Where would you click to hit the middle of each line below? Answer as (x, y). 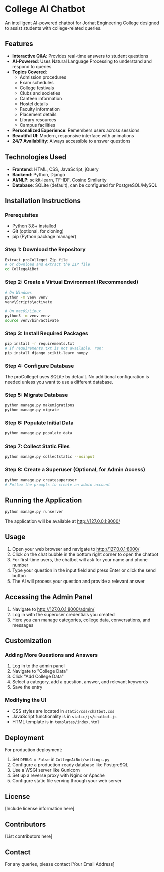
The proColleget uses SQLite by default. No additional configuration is (77, 376)
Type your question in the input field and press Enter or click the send (84, 570)
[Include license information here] (40, 809)
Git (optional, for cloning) (38, 231)
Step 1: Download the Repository (45, 250)
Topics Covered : (30, 72)
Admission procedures (43, 77)
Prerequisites (22, 215)
